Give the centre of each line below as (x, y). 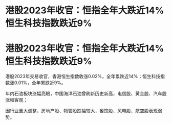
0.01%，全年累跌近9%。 (40, 83)
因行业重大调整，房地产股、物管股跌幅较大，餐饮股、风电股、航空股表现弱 (84, 111)
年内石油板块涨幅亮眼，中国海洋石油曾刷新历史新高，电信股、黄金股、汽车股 (86, 94)
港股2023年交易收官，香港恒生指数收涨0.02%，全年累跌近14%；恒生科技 (83, 77)
